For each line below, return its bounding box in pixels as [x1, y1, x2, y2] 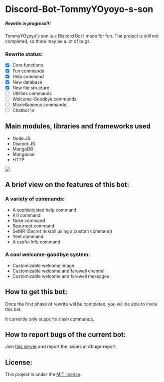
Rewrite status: [5, 51, 43, 58]
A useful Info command [12, 238, 61, 244]
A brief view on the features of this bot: [5, 180, 130, 189]
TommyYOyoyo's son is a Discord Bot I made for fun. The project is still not [5, 33, 159, 39]
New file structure [12, 84, 50, 90]
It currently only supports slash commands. [5, 316, 95, 322]
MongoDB [12, 146, 33, 152]
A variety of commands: [5, 195, 65, 202]
